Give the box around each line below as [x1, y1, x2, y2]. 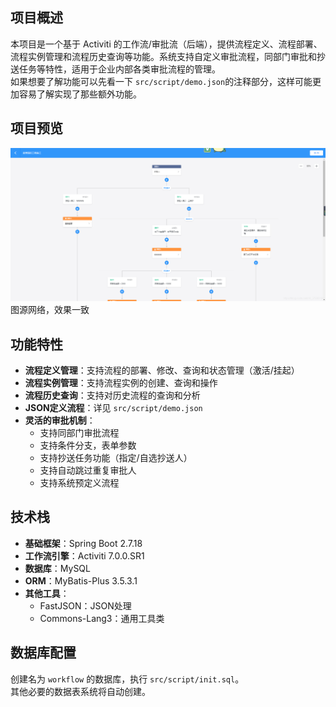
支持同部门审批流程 [39, 427, 120, 439]
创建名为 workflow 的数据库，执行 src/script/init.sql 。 [10, 673, 245, 685]
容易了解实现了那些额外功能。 [18, 88, 142, 100]
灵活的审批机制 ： [24, 414, 96, 427]
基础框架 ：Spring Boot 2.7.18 [24, 537, 143, 549]
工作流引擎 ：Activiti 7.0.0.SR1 [24, 549, 145, 562]
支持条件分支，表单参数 [39, 439, 137, 452]
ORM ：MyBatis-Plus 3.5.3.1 [24, 574, 138, 587]
